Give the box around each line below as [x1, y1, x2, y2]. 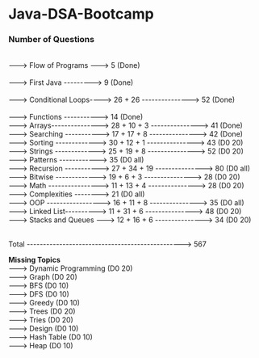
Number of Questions [8, 34, 95, 45]
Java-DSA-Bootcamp [8, 5, 155, 23]
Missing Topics [8, 255, 61, 265]
